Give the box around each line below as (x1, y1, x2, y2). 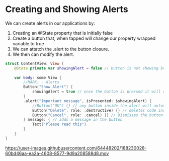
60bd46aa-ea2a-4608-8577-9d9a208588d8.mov (5, 150, 109, 156)
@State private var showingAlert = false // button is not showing (14, 65, 158, 71)
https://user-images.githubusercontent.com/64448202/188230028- (5, 145, 147, 151)
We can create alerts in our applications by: (5, 20, 96, 26)
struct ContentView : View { (5, 61, 64, 66)
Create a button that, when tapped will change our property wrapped (12, 35, 156, 41)
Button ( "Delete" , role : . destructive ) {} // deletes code (32, 108, 156, 113)
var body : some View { (14, 75, 62, 80)
